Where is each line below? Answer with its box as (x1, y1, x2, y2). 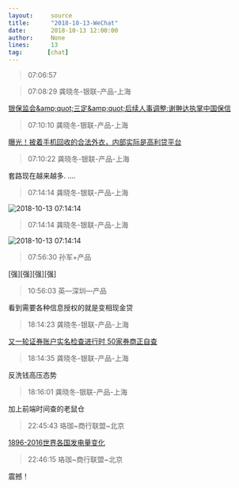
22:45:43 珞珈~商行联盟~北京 (27, 421, 125, 430)
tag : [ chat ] (8, 48, 69, 56)
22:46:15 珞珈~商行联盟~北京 (27, 455, 123, 464)
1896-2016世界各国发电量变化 (8, 438, 105, 447)
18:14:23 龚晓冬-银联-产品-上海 (27, 320, 129, 329)
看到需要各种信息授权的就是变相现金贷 (8, 303, 133, 312)
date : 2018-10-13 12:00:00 (8, 26, 119, 34)
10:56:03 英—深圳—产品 (27, 286, 107, 295)
